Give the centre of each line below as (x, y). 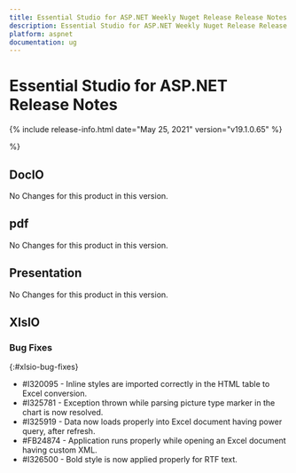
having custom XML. (59, 450)
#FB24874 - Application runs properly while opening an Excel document (154, 441)
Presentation (46, 273)
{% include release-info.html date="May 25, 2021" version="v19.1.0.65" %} (146, 130)
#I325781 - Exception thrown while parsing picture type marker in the (148, 403)
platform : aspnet (41, 34)
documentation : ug (43, 42)
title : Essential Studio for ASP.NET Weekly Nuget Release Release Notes (148, 17)
